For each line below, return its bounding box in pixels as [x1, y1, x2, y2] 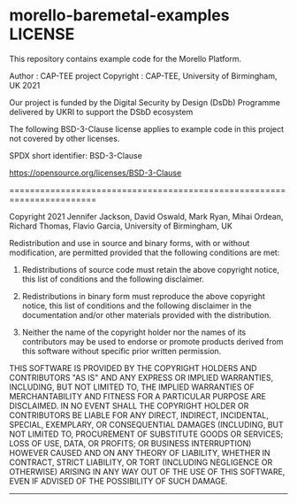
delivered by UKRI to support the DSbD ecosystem [9, 106, 194, 117]
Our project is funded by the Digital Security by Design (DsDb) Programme [9, 97, 281, 107]
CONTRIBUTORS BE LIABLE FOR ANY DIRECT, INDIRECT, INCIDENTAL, [9, 409, 270, 421]
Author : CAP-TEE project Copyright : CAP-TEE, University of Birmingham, [9, 70, 278, 81]
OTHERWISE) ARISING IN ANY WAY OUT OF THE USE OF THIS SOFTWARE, [9, 466, 286, 476]
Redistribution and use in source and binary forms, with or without [9, 237, 250, 248]
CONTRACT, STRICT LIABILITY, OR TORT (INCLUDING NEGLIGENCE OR [9, 457, 273, 468]
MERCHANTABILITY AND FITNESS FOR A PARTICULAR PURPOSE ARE [9, 391, 267, 401]
